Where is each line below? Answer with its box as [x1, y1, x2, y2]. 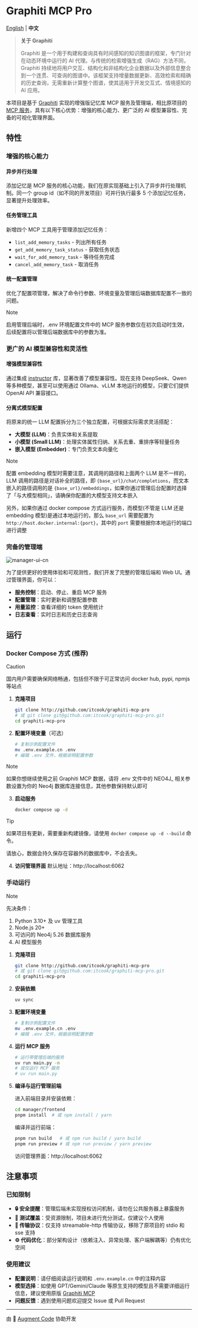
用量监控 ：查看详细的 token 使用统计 [14, 603, 104, 610]
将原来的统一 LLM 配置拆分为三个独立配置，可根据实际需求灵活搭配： [6, 418, 175, 425]
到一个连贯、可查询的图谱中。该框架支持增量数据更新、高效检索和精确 [20, 72, 192, 79]
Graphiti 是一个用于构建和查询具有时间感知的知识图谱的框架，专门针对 [20, 49, 192, 57]
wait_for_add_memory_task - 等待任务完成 [14, 253, 115, 260]
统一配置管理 [6, 275, 37, 282]
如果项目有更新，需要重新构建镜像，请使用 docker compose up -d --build [6, 830, 185, 837]
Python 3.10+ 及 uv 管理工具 [14, 917, 83, 924]
